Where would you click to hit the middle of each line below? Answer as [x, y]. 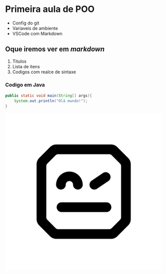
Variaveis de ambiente [35, 28]
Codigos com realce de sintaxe [44, 72]
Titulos [19, 61]
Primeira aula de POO [50, 9]
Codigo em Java [25, 85]
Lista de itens [26, 66]
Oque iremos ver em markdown [55, 49]
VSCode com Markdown [38, 33]
